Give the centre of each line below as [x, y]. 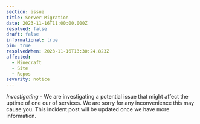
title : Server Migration [37, 18]
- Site [20, 68]
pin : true [19, 46]
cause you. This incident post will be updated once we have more [88, 109]
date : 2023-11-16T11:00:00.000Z [47, 23]
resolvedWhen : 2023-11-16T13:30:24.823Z [58, 51]
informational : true [32, 40]
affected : [19, 57]
